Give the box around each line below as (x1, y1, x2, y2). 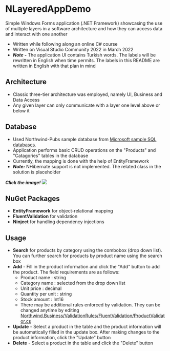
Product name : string (20, 275, 67, 281)
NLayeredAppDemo (5, 3, 91, 15)
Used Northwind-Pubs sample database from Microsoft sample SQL (12, 136, 157, 142)
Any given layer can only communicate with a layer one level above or (12, 102, 160, 108)
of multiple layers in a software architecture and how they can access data (5, 25, 163, 31)
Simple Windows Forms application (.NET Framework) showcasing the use (5, 20, 163, 26)
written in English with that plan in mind (12, 63, 96, 69)
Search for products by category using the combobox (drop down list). (12, 247, 163, 254)
